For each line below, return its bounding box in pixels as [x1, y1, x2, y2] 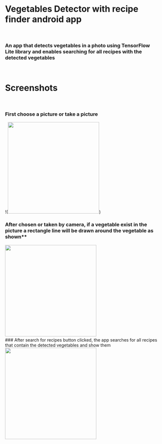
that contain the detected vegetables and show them [5, 342, 111, 348]
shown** [5, 233, 27, 240]
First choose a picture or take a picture [5, 111, 98, 118]
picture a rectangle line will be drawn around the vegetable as [5, 227, 154, 234]
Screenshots [5, 82, 58, 94]
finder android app [5, 14, 82, 25]
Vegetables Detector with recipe [5, 3, 139, 15]
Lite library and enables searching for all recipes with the [5, 48, 142, 55]
